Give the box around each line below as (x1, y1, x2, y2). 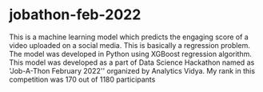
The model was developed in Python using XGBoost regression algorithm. (9, 49, 253, 58)
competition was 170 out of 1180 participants (9, 74, 156, 84)
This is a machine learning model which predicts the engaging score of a (9, 32, 249, 42)
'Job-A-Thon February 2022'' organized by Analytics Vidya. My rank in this (9, 66, 255, 75)
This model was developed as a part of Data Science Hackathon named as (9, 58, 255, 67)
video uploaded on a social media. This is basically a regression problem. (9, 40, 250, 50)
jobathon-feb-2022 (9, 6, 141, 24)
